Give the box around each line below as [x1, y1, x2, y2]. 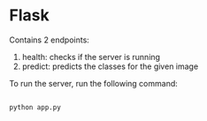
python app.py [9, 102, 62, 111]
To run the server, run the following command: [9, 78, 179, 88]
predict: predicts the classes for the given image [21, 61, 199, 72]
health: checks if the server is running [21, 51, 161, 62]
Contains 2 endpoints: [9, 34, 90, 45]
